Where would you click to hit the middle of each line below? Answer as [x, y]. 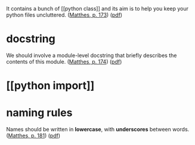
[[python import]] [50, 86]
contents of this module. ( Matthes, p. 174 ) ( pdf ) [64, 61]
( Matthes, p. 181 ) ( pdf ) [33, 135]
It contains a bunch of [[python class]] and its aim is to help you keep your [97, 9]
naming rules [39, 113]
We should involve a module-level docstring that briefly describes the [92, 55]
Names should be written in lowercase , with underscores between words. [98, 130]
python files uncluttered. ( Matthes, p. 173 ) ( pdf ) [64, 15]
